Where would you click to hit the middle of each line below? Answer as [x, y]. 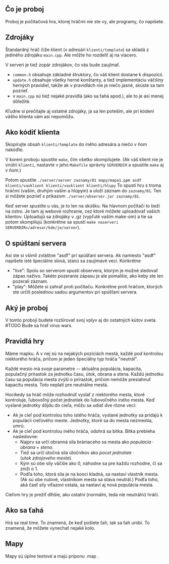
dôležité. [21, 101]
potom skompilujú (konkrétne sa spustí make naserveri [62, 222]
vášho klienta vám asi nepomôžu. [40, 116]
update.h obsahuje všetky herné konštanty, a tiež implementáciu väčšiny [88, 80]
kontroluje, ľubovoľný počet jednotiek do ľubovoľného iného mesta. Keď [80, 400]
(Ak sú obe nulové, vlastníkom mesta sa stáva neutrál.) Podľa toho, [89, 479]
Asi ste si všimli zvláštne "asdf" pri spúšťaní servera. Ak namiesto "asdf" [80, 255]
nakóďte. [15, 150]
